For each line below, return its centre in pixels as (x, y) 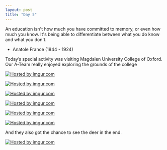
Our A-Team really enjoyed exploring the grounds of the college (71, 64)
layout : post (19, 10)
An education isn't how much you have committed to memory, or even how (83, 29)
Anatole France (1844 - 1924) (43, 49)
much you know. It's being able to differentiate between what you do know (82, 34)
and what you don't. (26, 39)
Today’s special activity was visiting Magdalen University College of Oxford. (84, 59)
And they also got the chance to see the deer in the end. (64, 132)
